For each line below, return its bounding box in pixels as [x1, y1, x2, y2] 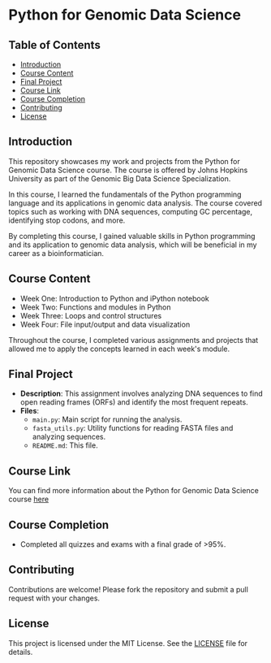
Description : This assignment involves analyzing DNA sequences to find [19, 388, 264, 399]
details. [8, 647, 33, 656]
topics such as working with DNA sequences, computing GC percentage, [8, 206, 253, 216]
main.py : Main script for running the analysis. [32, 414, 183, 424]
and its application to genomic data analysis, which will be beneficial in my [8, 240, 257, 249]
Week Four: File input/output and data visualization [19, 319, 191, 329]
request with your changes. [8, 593, 100, 603]
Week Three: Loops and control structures [19, 310, 162, 320]
